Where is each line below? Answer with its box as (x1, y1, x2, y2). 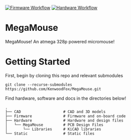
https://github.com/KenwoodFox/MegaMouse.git (5, 86, 101, 92)
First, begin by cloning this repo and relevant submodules (5, 72, 124, 78)
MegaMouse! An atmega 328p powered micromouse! (5, 38, 115, 44)
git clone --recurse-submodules (5, 82, 72, 87)
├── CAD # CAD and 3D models (5, 109, 106, 114)
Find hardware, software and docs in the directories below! (5, 95, 126, 101)
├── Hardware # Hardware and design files (5, 118, 124, 123)
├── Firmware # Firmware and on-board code (5, 114, 126, 119)
